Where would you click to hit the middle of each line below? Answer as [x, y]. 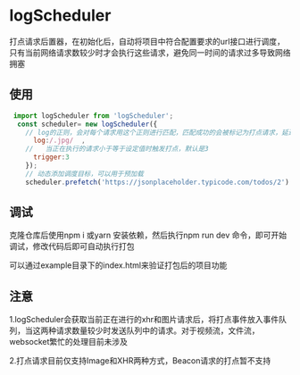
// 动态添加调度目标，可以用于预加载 [85, 174]
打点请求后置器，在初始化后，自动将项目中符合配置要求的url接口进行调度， [147, 41]
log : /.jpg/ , [59, 141]
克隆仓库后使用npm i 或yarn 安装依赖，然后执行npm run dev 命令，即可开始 [148, 235]
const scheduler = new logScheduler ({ [87, 124]
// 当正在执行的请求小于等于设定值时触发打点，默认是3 [117, 149]
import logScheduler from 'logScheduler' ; [93, 116]
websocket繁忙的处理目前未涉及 [68, 342]
